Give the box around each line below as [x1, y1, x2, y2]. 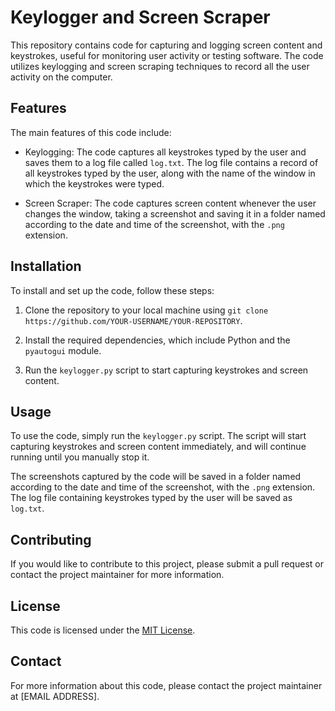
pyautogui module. [24, 344, 102, 356]
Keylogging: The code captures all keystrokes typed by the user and [24, 146, 307, 158]
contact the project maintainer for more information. [10, 569, 225, 581]
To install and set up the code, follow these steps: [10, 284, 215, 296]
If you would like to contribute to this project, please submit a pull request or [10, 558, 324, 570]
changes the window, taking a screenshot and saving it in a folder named [24, 207, 326, 220]
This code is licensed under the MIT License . [10, 624, 196, 636]
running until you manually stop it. [10, 451, 150, 463]
